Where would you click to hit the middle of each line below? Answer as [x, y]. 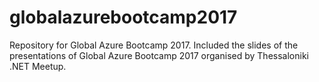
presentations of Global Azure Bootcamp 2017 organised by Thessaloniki [159, 55]
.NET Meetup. [38, 66]
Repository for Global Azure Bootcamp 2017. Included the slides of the [154, 45]
